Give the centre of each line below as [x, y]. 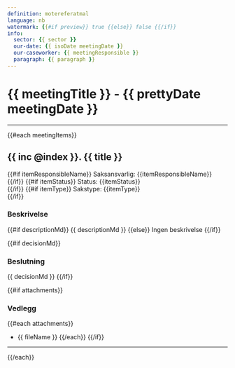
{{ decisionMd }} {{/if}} [40, 277]
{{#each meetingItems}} [42, 135]
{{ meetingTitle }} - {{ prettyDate [104, 94]
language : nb [26, 20]
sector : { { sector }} [45, 40]
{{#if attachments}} [35, 290]
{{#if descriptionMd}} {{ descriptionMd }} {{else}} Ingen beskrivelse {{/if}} [114, 229]
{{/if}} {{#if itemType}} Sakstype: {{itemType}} [74, 189]
